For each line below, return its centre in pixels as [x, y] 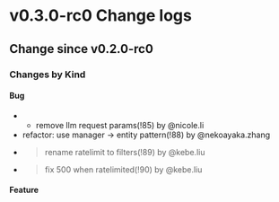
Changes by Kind [48, 75]
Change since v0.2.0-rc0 [82, 49]
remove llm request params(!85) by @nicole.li [120, 125]
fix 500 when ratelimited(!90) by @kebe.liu [123, 169]
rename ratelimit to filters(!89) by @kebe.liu [125, 152]
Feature [24, 190]
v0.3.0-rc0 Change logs [101, 16]
